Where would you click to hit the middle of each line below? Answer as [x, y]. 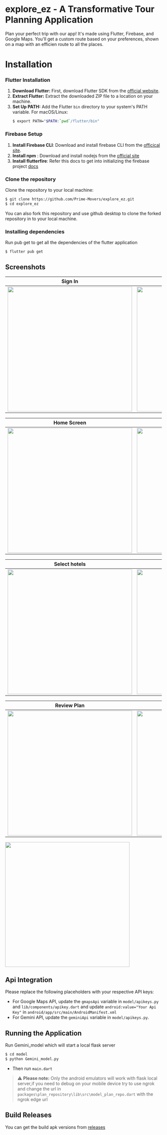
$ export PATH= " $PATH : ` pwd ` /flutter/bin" [56, 121]
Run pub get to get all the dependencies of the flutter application [71, 242]
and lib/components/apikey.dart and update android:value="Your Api [84, 1007]
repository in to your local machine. [42, 219]
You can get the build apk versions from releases [55, 1127]
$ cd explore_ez [22, 204]
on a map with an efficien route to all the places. [54, 44]
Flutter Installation [28, 80]
